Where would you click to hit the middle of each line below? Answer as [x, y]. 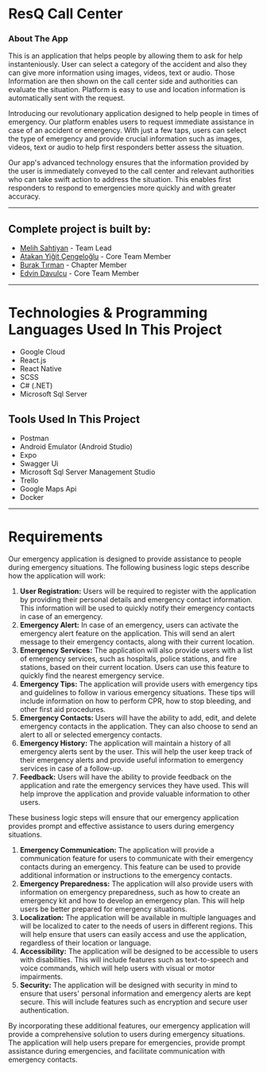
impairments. [41, 976]
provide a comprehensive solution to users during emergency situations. [127, 1034]
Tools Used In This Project [74, 419]
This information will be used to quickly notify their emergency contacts [137, 608]
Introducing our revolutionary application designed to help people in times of [133, 114]
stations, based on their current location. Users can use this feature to [134, 667]
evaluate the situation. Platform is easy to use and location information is [127, 90]
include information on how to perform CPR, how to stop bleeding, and [135, 701]
